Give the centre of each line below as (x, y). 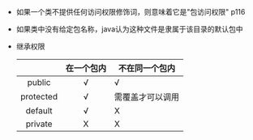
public (39, 82)
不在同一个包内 (147, 68)
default (39, 110)
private (39, 124)
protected (39, 97)
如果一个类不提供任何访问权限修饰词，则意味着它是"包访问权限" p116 (131, 12)
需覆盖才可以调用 (147, 97)
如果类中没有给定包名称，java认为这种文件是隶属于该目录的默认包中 (129, 29)
